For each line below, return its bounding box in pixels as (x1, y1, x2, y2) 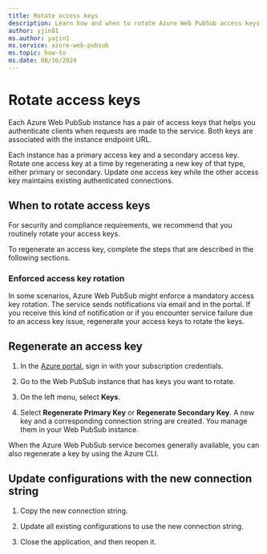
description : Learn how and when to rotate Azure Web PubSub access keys (8, 19, 261, 27)
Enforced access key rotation (8, 273, 125, 284)
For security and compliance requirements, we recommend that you (8, 220, 233, 229)
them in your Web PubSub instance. (19, 424, 139, 434)
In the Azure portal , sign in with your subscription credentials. (19, 361, 224, 370)
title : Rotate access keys (8, 11, 99, 20)
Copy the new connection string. (19, 506, 128, 516)
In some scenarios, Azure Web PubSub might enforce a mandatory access (8, 290, 254, 301)
